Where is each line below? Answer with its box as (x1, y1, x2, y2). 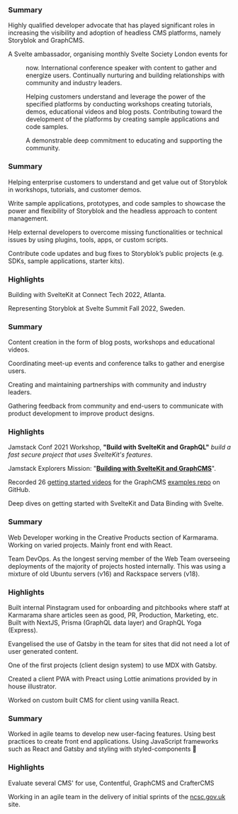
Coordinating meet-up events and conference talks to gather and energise (8, 359, 225, 368)
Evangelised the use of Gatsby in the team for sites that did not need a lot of (8, 640, 230, 648)
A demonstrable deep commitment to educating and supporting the (25, 136, 222, 145)
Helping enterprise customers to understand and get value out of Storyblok (8, 177, 227, 186)
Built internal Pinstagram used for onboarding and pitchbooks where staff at (8, 603, 229, 612)
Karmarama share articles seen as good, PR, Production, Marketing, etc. (8, 611, 219, 620)
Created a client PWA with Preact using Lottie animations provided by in (8, 675, 218, 684)
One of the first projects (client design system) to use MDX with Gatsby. (8, 661, 217, 669)
